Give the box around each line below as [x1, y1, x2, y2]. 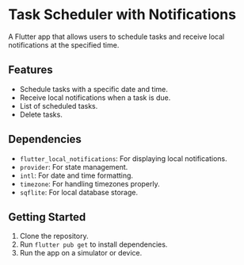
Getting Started [8, 210, 86, 224]
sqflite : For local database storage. [19, 187, 139, 197]
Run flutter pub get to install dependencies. [19, 240, 168, 249]
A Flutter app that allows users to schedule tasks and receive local [8, 32, 225, 41]
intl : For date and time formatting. [19, 171, 133, 180]
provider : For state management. [19, 162, 128, 171]
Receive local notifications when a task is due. [19, 93, 171, 102]
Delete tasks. [19, 109, 63, 119]
